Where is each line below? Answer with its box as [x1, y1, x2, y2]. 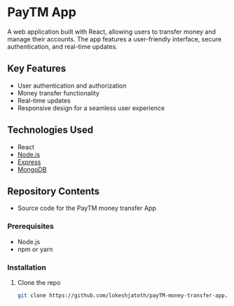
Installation [7, 262, 47, 272]
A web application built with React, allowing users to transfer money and [7, 27, 216, 36]
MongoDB [17, 165, 47, 173]
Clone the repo [17, 278, 61, 286]
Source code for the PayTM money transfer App [17, 204, 156, 213]
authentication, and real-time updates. [7, 42, 118, 51]
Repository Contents [7, 185, 100, 197]
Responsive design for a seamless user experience [17, 103, 165, 112]
